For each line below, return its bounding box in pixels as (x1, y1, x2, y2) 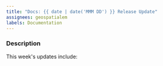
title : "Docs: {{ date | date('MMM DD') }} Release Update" (6, 8, 158, 15)
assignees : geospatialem (6, 14, 68, 20)
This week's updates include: (6, 53, 78, 60)
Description (6, 39, 41, 48)
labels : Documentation (6, 20, 62, 26)
